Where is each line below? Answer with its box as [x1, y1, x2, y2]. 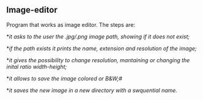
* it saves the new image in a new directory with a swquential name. [6, 87, 177, 94]
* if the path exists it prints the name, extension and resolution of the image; [6, 45, 197, 52]
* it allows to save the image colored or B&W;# [6, 74, 122, 82]
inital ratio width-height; [6, 63, 67, 70]
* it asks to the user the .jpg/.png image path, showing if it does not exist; [6, 33, 190, 40]
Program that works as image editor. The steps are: [6, 21, 136, 28]
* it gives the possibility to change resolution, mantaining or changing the [6, 56, 190, 63]
